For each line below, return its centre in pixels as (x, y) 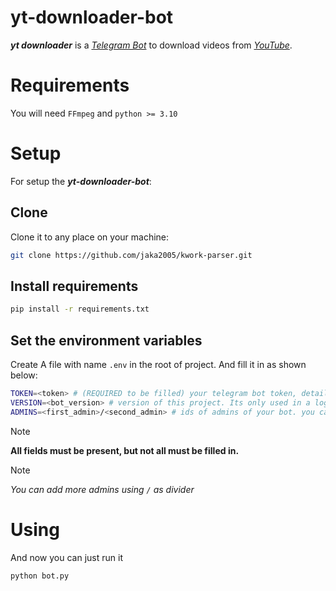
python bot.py (40, 576)
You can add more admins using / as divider (102, 489)
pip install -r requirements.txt (80, 309)
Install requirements (74, 286)
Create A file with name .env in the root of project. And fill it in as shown (158, 364)
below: (24, 375)
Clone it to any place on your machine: (90, 237)
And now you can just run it (66, 557)
